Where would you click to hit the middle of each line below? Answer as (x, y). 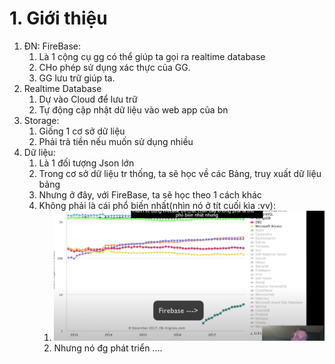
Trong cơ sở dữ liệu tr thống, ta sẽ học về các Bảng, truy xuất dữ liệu (180, 173)
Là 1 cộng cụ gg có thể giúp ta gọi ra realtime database (152, 56)
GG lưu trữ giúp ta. (77, 78)
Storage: (41, 120)
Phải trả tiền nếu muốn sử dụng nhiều (116, 141)
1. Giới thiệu (58, 18)
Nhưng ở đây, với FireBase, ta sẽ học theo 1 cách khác (150, 194)
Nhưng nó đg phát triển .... (108, 348)
